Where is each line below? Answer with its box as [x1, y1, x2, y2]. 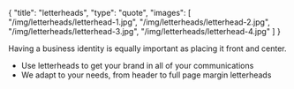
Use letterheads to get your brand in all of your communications [20, 61, 254, 70]
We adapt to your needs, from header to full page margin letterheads [20, 70, 272, 80]
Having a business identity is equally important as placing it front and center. [8, 43, 287, 54]
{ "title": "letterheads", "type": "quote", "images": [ [8, 8, 192, 18]
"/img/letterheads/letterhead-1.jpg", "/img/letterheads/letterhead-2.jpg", [8, 17, 271, 27]
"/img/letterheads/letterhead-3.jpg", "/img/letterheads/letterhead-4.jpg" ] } [8, 26, 282, 36]
